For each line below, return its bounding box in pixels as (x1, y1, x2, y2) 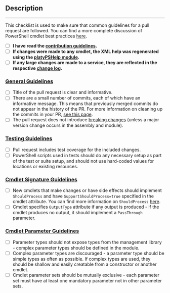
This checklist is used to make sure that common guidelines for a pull (5, 22, 150, 28)
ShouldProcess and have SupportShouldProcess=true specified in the (12, 193, 154, 199)
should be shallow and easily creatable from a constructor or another (12, 261, 157, 267)
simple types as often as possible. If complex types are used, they (12, 256, 151, 262)
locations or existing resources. (12, 163, 78, 169)
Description (5, 4, 43, 13)
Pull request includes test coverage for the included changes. (12, 146, 141, 153)
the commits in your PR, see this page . (12, 111, 93, 118)
